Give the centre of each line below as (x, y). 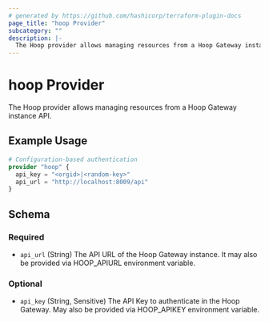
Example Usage (48, 141)
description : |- (35, 38)
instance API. (30, 116)
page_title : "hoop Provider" (57, 23)
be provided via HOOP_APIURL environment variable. (108, 263)
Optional (25, 284)
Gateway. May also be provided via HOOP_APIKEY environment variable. (140, 310)
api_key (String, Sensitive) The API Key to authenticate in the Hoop (130, 301)
